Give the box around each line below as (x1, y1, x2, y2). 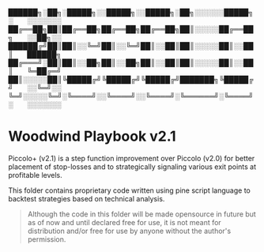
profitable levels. (8, 170, 62, 179)
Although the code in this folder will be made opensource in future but (27, 209, 257, 219)
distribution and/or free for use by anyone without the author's (27, 226, 232, 235)
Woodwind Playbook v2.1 (8, 127, 176, 145)
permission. (27, 234, 66, 244)
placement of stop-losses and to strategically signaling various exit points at (8, 162, 257, 171)
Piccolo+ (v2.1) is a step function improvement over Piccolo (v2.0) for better (8, 153, 255, 163)
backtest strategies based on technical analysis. (8, 194, 165, 203)
